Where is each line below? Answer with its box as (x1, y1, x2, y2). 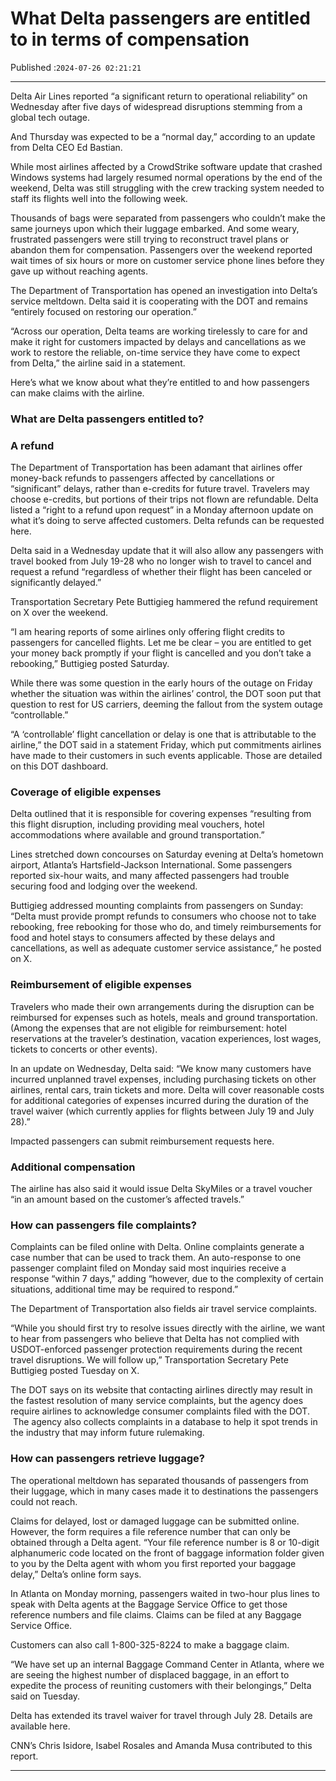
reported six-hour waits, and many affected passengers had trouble (10, 870, 290, 882)
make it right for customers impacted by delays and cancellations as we (10, 335, 307, 347)
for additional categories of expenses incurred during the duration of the (10, 1094, 309, 1106)
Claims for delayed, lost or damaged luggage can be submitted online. (10, 1515, 300, 1527)
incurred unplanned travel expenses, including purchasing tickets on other (10, 1073, 317, 1085)
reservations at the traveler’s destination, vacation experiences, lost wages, (10, 1032, 322, 1044)
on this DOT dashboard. (10, 760, 109, 772)
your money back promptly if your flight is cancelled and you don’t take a (10, 647, 312, 659)
